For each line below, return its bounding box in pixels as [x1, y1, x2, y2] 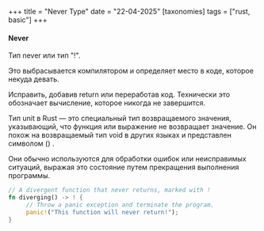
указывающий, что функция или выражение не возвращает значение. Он [8, 122, 257, 131]
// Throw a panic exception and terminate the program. [25, 201, 215, 209]
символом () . [8, 138, 55, 149]
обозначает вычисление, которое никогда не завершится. [8, 98, 206, 108]
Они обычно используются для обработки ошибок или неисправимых [8, 154, 247, 164]
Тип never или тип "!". [8, 51, 81, 60]
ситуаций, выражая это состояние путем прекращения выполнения [8, 162, 239, 172]
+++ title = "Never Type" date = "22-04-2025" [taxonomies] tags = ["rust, [8, 7, 251, 16]
